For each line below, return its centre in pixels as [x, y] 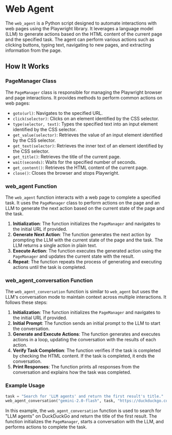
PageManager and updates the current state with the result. [73, 256]
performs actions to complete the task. [46, 427]
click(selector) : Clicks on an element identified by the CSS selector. [86, 118]
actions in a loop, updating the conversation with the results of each [84, 340]
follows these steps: [26, 302]
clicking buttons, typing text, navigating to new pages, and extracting [78, 45]
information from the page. [34, 50]
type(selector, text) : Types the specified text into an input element [85, 124]
